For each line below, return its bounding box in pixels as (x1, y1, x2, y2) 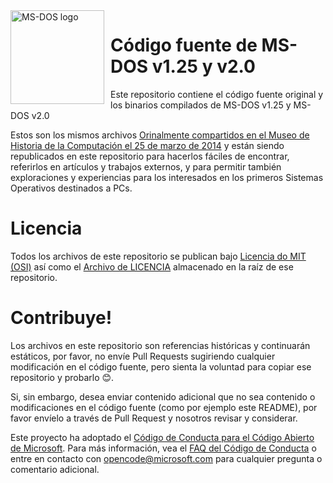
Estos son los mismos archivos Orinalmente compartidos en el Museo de (10, 129, 310, 141)
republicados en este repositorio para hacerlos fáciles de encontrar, (10, 150, 290, 162)
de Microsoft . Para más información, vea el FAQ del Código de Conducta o (10, 442, 317, 454)
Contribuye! (10, 307, 113, 329)
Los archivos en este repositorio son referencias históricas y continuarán (10, 339, 311, 351)
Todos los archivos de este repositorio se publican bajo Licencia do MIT (10, 250, 307, 262)
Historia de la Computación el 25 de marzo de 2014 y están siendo (10, 139, 285, 151)
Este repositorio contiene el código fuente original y (110, 88, 324, 100)
